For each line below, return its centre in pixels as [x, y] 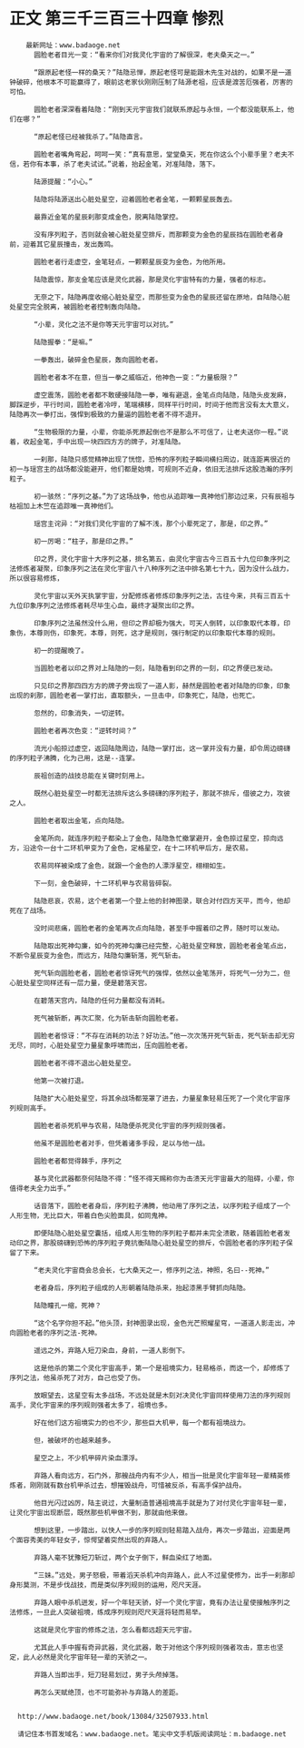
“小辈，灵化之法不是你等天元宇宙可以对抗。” [103, 324]
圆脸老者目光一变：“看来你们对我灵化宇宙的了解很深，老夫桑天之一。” [144, 55]
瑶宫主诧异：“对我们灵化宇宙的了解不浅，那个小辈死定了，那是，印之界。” [151, 523]
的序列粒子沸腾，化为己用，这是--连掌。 [74, 758]
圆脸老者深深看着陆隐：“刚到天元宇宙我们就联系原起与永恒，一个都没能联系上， [161, 109]
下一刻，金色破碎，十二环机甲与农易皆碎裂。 [104, 883]
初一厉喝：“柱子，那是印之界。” [83, 541]
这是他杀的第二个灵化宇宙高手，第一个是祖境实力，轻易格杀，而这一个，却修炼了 [162, 1368]
